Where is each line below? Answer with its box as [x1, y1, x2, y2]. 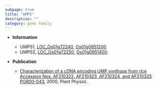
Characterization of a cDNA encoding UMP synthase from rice [19, 68, 147, 74]
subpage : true [5, 7, 35, 12]
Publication [12, 59, 37, 64]
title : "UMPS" [5, 12, 35, 17]
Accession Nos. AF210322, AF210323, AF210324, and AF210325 [19, 73, 152, 79]
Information [12, 34, 38, 40]
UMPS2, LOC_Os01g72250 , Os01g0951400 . [19, 49, 108, 55]
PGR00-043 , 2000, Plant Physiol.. [19, 79, 89, 85]
